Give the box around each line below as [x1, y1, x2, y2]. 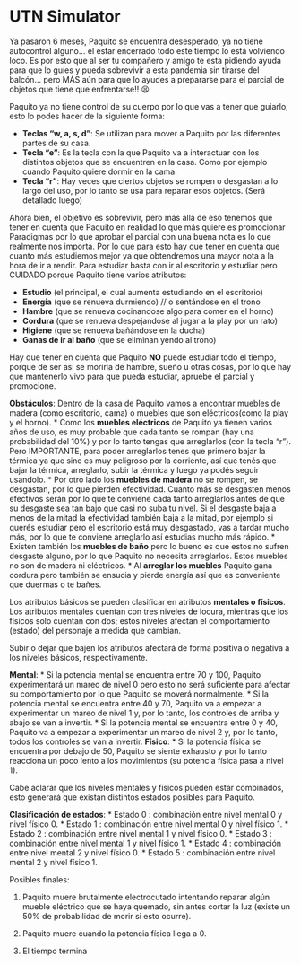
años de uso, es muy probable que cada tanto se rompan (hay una [9, 426, 255, 437]
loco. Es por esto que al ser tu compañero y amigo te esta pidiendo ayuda [9, 55, 282, 66]
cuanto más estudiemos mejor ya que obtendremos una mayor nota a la [9, 250, 275, 261]
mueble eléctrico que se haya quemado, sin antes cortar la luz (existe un [21, 900, 291, 912]
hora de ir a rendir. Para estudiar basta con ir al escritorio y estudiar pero [9, 259, 278, 270]
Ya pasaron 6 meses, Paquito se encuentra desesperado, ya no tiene [9, 36, 264, 47]
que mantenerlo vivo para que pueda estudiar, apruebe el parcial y [9, 371, 255, 382]
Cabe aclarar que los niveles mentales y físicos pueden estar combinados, [9, 782, 284, 793]
